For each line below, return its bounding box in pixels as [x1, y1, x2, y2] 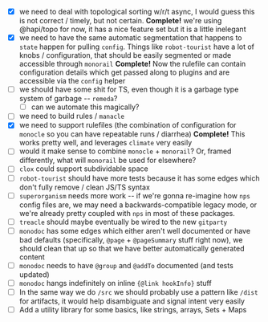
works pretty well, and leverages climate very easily [18, 138, 193, 148]
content [18, 252, 45, 262]
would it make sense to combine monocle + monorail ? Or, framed [18, 146, 232, 156]
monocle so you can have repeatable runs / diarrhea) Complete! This [18, 129, 246, 139]
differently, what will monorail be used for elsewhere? [18, 156, 197, 165]
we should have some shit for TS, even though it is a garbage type [18, 84, 239, 95]
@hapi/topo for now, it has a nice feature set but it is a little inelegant [18, 24, 246, 35]
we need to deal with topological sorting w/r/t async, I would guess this [18, 7, 255, 16]
